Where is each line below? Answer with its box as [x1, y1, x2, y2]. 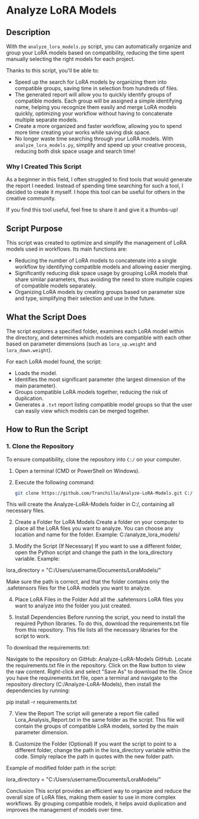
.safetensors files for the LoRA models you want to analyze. [6, 584, 152, 591]
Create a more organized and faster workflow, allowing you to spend [14, 123, 182, 129]
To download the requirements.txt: [6, 644, 91, 651]
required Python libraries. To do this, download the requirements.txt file [14, 620, 190, 627]
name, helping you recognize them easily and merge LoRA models [14, 104, 176, 110]
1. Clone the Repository [6, 442, 74, 450]
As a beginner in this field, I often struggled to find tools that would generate [6, 176, 192, 183]
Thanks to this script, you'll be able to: [6, 67, 99, 74]
